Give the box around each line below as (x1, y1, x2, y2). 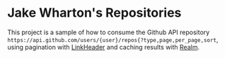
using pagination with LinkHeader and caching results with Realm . (7, 43, 200, 51)
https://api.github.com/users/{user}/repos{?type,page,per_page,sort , (7, 35, 219, 43)
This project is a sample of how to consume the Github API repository (7, 28, 210, 36)
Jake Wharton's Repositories (7, 5, 182, 21)
